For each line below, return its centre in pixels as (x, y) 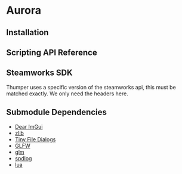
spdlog (23, 158)
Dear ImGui (29, 126)
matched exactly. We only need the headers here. (67, 94)
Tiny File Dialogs (35, 139)
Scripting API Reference (52, 52)
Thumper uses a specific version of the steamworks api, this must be (91, 87)
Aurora (24, 10)
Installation (27, 32)
